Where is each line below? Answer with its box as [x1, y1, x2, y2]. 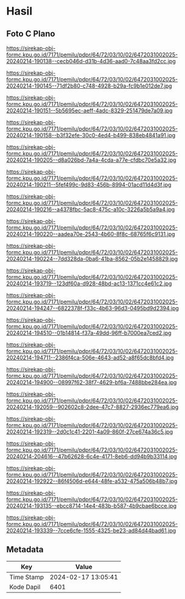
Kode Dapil [9, 583, 41, 591]
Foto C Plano [6, 29, 55, 39]
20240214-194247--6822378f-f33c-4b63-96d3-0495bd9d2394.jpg [6, 305, 180, 311]
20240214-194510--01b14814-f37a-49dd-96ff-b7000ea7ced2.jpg [6, 330, 172, 336]
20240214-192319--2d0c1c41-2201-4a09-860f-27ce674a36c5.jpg [6, 428, 173, 435]
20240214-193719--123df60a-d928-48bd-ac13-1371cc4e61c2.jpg [6, 280, 172, 287]
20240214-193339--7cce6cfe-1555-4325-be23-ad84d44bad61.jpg [6, 527, 176, 534]
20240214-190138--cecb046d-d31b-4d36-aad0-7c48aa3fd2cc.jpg [6, 58, 176, 64]
